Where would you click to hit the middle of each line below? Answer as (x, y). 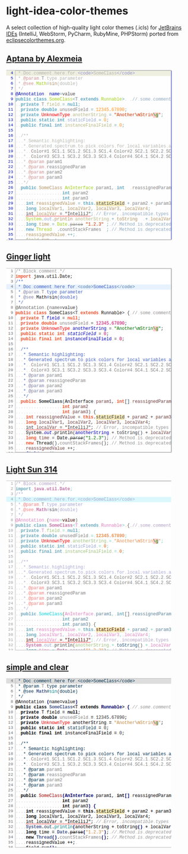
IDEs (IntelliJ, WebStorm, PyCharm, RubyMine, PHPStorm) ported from (93, 33)
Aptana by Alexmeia (44, 59)
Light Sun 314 (32, 470)
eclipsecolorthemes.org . (36, 40)
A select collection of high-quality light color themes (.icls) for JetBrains (94, 27)
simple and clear (38, 667)
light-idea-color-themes (67, 11)
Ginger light (28, 257)
